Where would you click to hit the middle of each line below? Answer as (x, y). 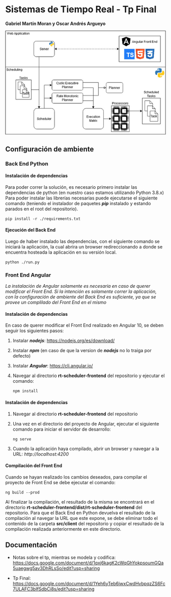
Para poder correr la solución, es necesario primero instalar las (71, 187)
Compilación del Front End (34, 466)
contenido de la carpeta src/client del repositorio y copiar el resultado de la (85, 524)
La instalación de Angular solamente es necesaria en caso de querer (78, 286)
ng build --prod (22, 492)
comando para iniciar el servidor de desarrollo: (62, 429)
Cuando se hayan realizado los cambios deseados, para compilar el (76, 477)
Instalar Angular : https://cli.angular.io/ (53, 366)
